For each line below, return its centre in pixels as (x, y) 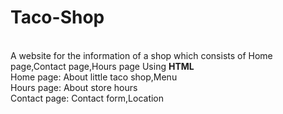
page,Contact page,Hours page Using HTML (102, 66)
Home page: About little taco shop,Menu (94, 77)
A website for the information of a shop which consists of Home (141, 55)
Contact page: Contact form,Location (87, 98)
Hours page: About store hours (74, 87)
